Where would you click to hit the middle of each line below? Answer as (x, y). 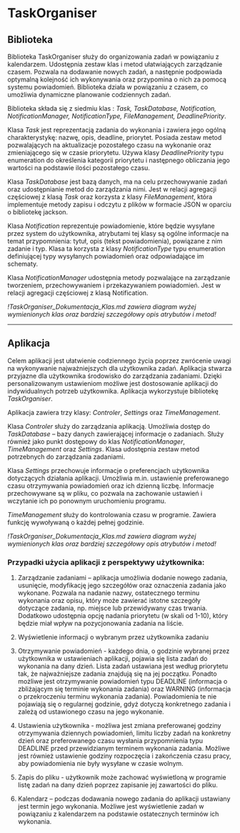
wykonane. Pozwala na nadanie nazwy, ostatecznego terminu (109, 593)
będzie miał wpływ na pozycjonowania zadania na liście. (101, 624)
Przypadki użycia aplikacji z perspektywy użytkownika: (106, 562)
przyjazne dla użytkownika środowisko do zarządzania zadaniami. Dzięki (115, 376)
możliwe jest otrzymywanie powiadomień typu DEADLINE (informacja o (122, 682)
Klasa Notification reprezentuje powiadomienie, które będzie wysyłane (111, 226)
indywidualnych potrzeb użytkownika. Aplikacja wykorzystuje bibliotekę (113, 391)
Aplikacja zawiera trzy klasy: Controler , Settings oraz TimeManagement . (114, 412)
